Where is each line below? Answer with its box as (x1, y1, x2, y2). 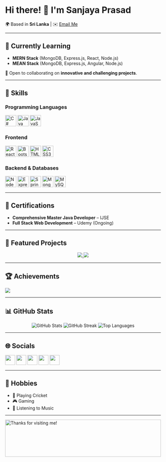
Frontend (5, 134, 28, 141)
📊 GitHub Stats (5, 307, 53, 316)
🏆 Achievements (5, 272, 60, 281)
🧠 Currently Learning (5, 42, 71, 50)
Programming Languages (5, 104, 68, 111)
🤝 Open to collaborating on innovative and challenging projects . (5, 70, 137, 76)
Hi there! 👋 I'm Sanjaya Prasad (5, 4, 131, 16)
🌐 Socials (5, 341, 36, 350)
